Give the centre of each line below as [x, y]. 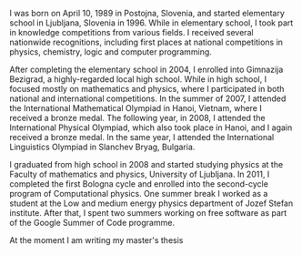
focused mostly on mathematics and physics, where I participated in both [147, 89]
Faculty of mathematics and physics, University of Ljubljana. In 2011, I [140, 174]
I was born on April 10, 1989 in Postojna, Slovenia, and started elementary [147, 13]
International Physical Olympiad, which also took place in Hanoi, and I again [151, 127]
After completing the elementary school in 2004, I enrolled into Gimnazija [146, 69]
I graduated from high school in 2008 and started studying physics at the [146, 164]
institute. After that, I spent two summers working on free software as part [148, 213]
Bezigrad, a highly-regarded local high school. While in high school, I [138, 79]
